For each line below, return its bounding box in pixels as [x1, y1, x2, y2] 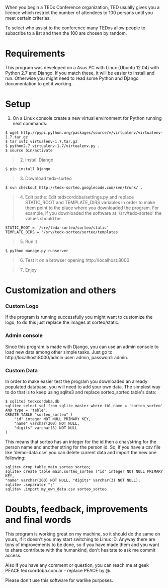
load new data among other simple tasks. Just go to [5, 349, 113, 355]
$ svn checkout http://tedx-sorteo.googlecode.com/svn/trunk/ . [5, 185, 143, 190]
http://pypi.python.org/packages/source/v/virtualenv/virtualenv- [21, 130, 163, 135]
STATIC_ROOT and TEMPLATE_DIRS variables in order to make [25, 199, 155, 205]
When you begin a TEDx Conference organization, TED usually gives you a [5, 5, 160, 10]
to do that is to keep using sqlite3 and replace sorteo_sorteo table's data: [5, 389, 156, 395]
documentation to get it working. [5, 80, 73, 86]
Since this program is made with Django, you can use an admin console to [5, 344, 159, 350]
